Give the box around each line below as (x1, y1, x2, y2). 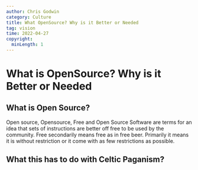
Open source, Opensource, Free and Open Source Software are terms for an (6, 119, 192, 126)
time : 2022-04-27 (6, 31, 49, 37)
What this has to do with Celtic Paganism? (6, 155, 164, 165)
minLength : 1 (11, 42, 44, 48)
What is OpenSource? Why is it (6, 67, 161, 80)
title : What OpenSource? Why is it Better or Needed (6, 19, 139, 25)
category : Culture (6, 14, 51, 20)
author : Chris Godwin (6, 8, 60, 15)
